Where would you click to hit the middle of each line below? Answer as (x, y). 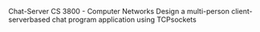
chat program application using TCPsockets (124, 20)
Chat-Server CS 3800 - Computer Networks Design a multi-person (119, 11)
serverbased (29, 20)
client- (242, 11)
